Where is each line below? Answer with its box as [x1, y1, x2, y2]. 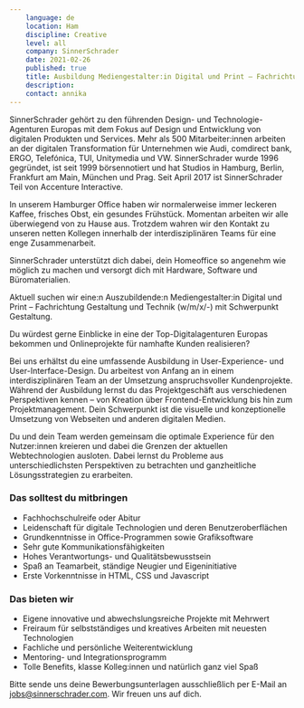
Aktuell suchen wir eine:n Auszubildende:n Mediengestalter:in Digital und [9, 292, 282, 302]
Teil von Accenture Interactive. [9, 181, 124, 192]
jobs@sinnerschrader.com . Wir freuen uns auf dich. [9, 689, 202, 700]
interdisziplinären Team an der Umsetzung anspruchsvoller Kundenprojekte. [9, 375, 293, 386]
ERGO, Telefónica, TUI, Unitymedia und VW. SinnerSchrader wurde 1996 [9, 152, 279, 163]
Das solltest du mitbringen [9, 492, 128, 504]
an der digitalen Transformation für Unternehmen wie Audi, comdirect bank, [9, 142, 292, 154]
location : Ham [25, 22, 79, 31]
